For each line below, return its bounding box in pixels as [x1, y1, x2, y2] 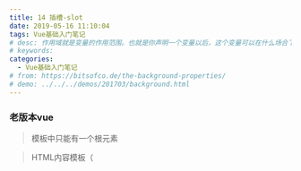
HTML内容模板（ [30, 151, 94, 162]
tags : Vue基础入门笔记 [9, 30, 86, 38]
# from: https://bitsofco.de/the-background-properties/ [9, 72, 227, 81]
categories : [9, 55, 54, 64]
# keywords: [9, 47, 54, 56]
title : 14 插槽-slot [9, 13, 83, 22]
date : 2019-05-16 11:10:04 [9, 21, 110, 30]
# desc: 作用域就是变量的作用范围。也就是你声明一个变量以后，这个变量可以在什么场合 [9, 38, 288, 47]
